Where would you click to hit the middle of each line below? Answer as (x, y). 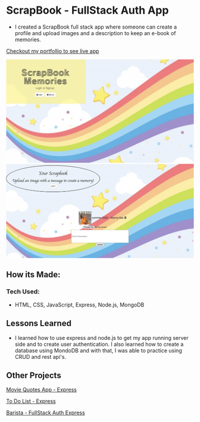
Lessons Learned (39, 323)
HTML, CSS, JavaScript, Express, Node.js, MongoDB (79, 305)
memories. (28, 39)
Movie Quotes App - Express (42, 390)
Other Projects (34, 375)
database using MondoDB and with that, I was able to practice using (99, 350)
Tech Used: (23, 292)
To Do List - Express (31, 401)
